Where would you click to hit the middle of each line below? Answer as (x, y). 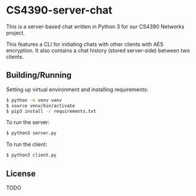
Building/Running (39, 75)
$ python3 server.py (32, 133)
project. (16, 32)
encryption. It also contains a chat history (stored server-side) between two (98, 50)
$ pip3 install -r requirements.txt (51, 111)
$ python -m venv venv (34, 100)
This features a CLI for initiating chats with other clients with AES (85, 44)
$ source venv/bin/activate (41, 106)
